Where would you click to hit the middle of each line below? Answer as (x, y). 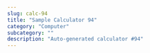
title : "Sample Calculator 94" (52, 20)
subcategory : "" (30, 33)
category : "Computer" (38, 26)
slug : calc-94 (28, 13)
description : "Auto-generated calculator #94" (75, 39)
